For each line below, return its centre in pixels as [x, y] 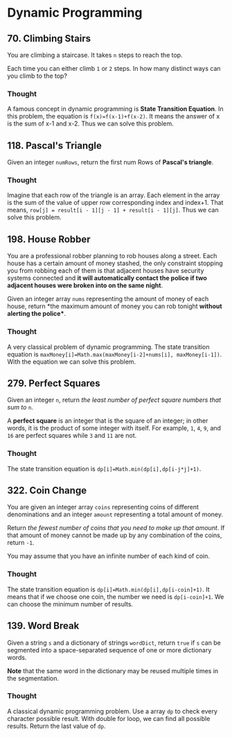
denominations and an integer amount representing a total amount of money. [115, 514]
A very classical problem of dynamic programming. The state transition [108, 347]
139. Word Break [43, 626]
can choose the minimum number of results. [70, 604]
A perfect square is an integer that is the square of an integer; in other [108, 421]
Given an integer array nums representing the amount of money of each [108, 299]
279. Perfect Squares [54, 383]
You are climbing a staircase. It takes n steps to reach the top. [95, 55]
